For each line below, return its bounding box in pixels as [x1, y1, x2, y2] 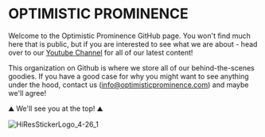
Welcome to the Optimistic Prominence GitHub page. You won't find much [8, 31, 251, 40]
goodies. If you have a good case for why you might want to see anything [8, 71, 249, 81]
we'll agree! [8, 88, 46, 97]
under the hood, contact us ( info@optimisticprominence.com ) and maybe [8, 80, 249, 89]
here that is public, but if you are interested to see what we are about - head [8, 39, 258, 48]
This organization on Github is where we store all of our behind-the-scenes [8, 63, 255, 72]
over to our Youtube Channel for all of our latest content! [8, 48, 193, 57]
